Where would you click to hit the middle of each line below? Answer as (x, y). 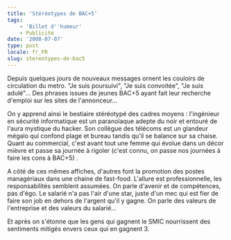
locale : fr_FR (28, 53)
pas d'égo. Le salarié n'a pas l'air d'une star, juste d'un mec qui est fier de (113, 193)
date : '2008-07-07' (35, 39)
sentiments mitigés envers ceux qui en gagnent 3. (78, 228)
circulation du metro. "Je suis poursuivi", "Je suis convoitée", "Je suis (105, 85)
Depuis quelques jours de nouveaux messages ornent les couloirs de (106, 78)
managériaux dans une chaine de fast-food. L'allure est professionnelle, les (114, 178)
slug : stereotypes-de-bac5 (46, 59)
